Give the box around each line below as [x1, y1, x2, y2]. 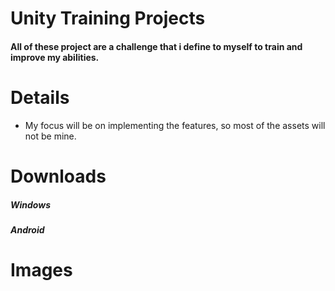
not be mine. [24, 130, 77, 142]
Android [10, 223, 45, 236]
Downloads [10, 165, 107, 187]
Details [10, 86, 70, 109]
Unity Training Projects [10, 7, 206, 30]
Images [10, 259, 73, 282]
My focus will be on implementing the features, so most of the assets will [24, 119, 326, 131]
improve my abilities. [10, 51, 100, 63]
